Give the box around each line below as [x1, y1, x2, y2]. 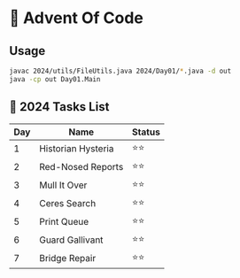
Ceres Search [39, 197, 97, 210]
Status [131, 126, 161, 138]
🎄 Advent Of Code [9, 8, 144, 28]
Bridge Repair [39, 252, 97, 265]
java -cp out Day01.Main [9, 74, 101, 83]
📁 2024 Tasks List [9, 99, 110, 114]
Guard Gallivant [39, 234, 104, 246]
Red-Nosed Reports [39, 161, 124, 174]
